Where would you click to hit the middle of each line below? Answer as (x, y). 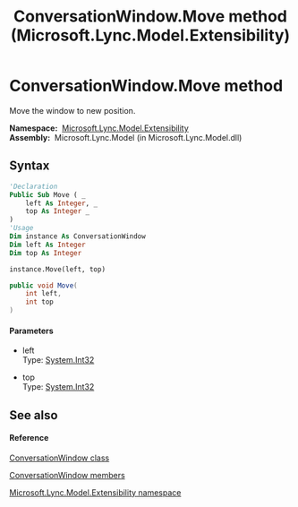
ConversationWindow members (67, 475)
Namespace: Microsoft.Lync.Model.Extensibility (99, 128)
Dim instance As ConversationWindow (77, 236)
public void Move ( (43, 285)
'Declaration (34, 186)
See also (34, 415)
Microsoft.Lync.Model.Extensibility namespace (95, 492)
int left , (44, 294)
